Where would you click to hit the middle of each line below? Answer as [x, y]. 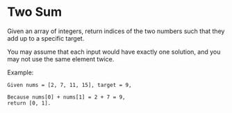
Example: [20, 72]
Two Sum [35, 12]
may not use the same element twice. [61, 59]
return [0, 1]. [29, 103]
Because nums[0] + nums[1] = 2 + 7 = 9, [67, 97]
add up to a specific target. [46, 38]
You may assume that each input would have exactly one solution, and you [114, 52]
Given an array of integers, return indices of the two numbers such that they [116, 31]
